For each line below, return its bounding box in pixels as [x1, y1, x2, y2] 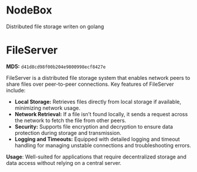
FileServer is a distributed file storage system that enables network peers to [6, 74, 191, 81]
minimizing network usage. [14, 104, 81, 112]
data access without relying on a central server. [6, 159, 122, 166]
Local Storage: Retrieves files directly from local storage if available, [14, 98, 182, 105]
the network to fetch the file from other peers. [14, 117, 127, 124]
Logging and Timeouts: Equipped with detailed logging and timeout [14, 136, 180, 143]
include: [6, 86, 26, 94]
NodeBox [6, 4, 52, 17]
